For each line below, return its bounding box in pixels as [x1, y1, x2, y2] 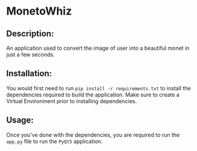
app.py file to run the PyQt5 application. [6, 138, 103, 145]
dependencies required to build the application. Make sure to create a [6, 91, 180, 98]
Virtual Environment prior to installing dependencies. [6, 97, 137, 104]
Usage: [6, 115, 34, 126]
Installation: [6, 69, 53, 79]
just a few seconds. [6, 51, 55, 58]
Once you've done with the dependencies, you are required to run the [6, 131, 180, 138]
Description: [6, 29, 54, 39]
